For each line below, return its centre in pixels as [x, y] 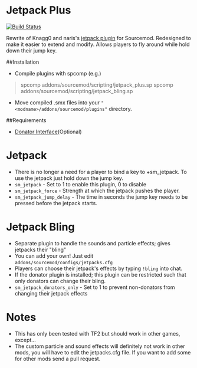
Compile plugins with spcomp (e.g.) [58, 73]
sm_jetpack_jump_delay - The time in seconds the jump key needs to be [101, 197]
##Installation [23, 62]
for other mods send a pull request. [58, 359]
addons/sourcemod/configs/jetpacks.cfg [64, 262]
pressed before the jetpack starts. [56, 203]
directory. [121, 109]
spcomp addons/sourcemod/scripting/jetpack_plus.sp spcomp [97, 85]
